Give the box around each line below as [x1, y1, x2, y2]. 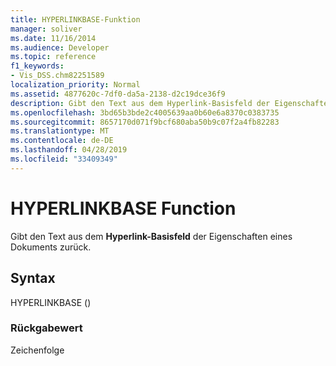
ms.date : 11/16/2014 [10, 33, 97, 43]
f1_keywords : [10, 61, 65, 71]
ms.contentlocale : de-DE [10, 136, 114, 146]
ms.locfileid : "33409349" [10, 154, 118, 164]
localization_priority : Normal [10, 80, 141, 90]
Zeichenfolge [10, 344, 65, 356]
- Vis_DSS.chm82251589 [10, 71, 105, 81]
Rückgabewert [10, 321, 83, 335]
